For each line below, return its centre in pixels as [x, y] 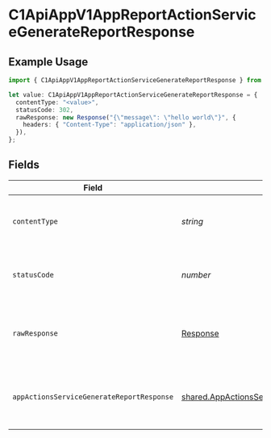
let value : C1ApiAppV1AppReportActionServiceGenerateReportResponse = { [133, 94]
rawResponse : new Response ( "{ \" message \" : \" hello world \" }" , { [126, 117]
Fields [24, 165]
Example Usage [48, 62]
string [192, 221]
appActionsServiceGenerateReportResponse [93, 396]
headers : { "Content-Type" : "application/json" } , [110, 125]
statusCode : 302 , [45, 110]
